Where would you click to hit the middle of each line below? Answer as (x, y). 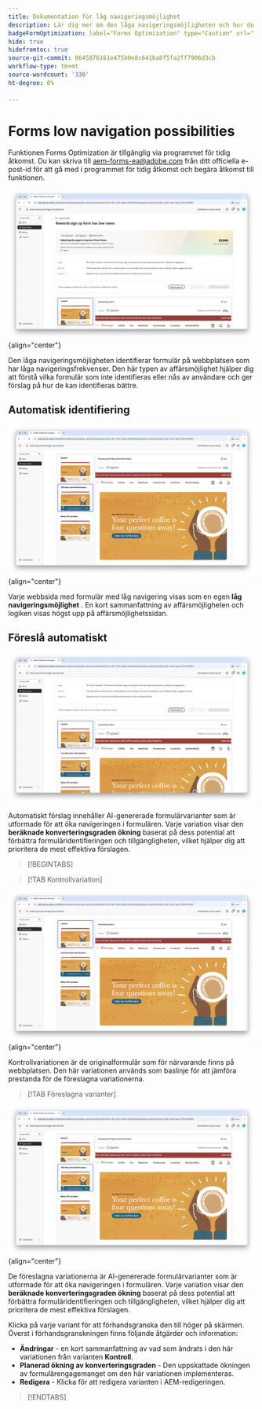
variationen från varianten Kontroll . (76, 1357)
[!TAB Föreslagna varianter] (71, 1094)
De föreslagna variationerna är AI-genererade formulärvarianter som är (123, 1276)
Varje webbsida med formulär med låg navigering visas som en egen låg (125, 596)
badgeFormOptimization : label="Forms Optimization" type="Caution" (121, 33)
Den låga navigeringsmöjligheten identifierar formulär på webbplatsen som (129, 361)
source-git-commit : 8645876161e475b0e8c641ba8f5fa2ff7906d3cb (112, 58)
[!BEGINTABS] (50, 864)
